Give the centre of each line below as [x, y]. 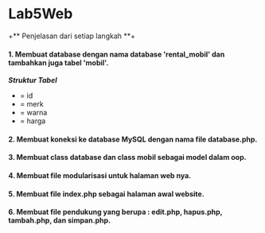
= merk [31, 104]
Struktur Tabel [33, 80]
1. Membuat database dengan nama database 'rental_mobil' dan [117, 54]
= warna [33, 113]
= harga [33, 121]
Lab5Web [41, 14]
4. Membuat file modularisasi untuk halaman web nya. [100, 175]
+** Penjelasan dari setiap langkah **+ [72, 36]
